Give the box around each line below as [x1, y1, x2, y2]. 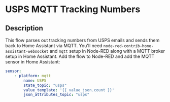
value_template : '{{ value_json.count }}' [23, 87, 115, 92]
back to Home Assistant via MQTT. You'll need [5, 43, 103, 49]
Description [5, 24, 43, 32]
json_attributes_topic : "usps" [23, 92, 90, 97]
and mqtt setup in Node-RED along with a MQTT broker [49, 48, 165, 54]
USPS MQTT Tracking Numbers [5, 4, 141, 15]
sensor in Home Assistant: [5, 59, 60, 64]
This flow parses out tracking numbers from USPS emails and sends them [5, 37, 160, 43]
